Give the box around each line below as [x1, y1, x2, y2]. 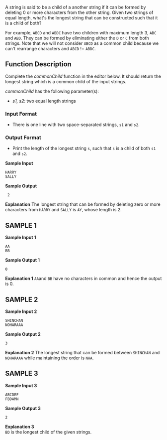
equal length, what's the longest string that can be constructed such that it [5, 15, 158, 20]
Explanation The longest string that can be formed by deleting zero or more [5, 201, 161, 207]
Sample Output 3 [5, 405, 41, 411]
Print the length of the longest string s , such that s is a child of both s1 [12, 146, 156, 151]
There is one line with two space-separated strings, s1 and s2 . [12, 122, 140, 128]
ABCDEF [5, 392, 19, 397]
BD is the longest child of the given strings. [5, 429, 92, 435]
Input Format [5, 110, 37, 117]
